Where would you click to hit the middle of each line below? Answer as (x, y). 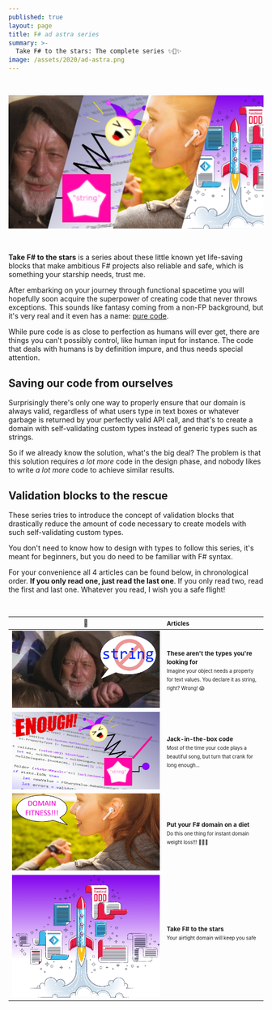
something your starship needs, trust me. (77, 275)
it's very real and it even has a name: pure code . (89, 316)
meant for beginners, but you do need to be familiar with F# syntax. (121, 556)
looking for (182, 662)
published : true (36, 17)
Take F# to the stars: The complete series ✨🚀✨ (99, 51)
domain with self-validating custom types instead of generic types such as (133, 429)
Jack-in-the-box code (200, 739)
